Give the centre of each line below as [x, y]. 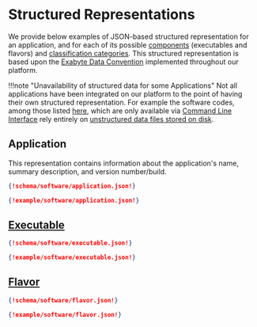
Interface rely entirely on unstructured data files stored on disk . [111, 119]
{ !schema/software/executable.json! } [70, 243]
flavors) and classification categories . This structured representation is [123, 53]
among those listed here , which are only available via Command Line [120, 110]
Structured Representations [102, 15]
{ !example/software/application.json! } [74, 200]
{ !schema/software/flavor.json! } [63, 300]
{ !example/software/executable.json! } [72, 258]
